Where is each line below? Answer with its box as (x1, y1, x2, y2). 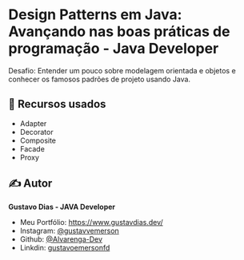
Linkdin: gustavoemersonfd (19, 242, 110, 252)
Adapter (19, 118, 47, 128)
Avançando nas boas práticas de (8, 22, 230, 41)
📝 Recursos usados (8, 97, 106, 111)
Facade (19, 144, 46, 153)
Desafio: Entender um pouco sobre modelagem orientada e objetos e (8, 65, 236, 75)
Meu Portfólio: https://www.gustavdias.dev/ (19, 217, 164, 227)
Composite (19, 136, 57, 145)
